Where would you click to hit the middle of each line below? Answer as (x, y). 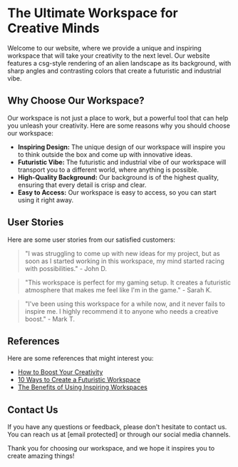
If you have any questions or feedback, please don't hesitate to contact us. (117, 427)
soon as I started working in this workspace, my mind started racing (124, 261)
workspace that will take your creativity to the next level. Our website (109, 56)
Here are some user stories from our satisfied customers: (92, 240)
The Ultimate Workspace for (93, 13)
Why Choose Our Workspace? (76, 101)
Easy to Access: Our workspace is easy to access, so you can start (117, 192)
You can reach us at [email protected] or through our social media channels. (119, 435)
